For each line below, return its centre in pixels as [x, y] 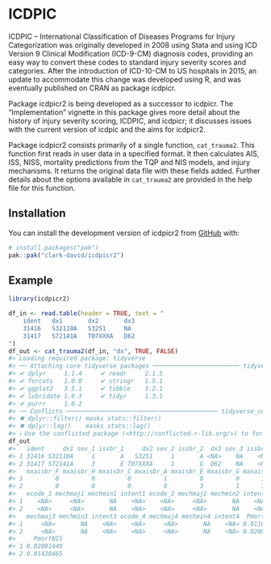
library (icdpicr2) [39, 299]
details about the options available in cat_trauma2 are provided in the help [130, 179]
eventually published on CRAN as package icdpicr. [92, 88]
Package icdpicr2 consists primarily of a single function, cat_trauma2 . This [132, 145]
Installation [37, 214]
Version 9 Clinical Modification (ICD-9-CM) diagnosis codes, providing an [131, 53]
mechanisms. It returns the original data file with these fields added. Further [134, 170]
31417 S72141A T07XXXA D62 [79, 336]
